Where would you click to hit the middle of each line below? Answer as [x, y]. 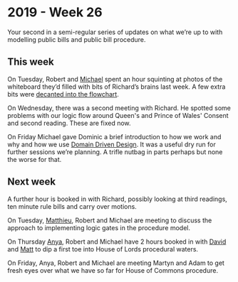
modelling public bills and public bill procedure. [77, 39]
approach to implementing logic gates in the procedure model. [99, 227]
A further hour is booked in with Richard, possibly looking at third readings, [118, 199]
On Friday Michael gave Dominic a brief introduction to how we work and [114, 136]
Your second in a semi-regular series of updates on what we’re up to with [115, 32]
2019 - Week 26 [55, 12]
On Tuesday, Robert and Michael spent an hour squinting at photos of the [115, 79]
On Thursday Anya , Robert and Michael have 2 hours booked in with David [117, 242]
